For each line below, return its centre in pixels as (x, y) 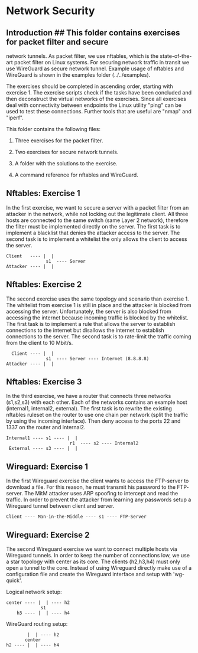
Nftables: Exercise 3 (44, 382)
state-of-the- (176, 56)
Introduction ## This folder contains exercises (93, 33)
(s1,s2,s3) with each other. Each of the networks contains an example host (97, 402)
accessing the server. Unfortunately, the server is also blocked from (89, 311)
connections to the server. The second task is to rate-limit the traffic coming (99, 336)
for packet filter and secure (57, 42)
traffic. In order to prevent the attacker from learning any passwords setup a (99, 499)
